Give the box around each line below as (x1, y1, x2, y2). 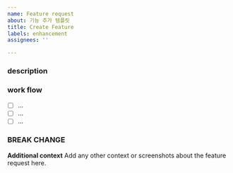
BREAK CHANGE (7, 135, 66, 145)
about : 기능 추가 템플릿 (7, 17, 71, 24)
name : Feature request (7, 10, 74, 18)
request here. (7, 158, 47, 167)
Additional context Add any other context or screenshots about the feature (7, 151, 227, 160)
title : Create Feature (7, 23, 74, 30)
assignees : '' (7, 37, 49, 44)
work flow (7, 85, 42, 95)
